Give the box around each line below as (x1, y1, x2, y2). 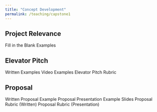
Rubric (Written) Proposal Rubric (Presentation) (5, 101, 100, 107)
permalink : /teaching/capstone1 (5, 12, 70, 16)
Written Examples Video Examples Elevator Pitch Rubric (5, 69, 117, 75)
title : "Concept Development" (5, 7, 67, 12)
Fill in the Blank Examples (5, 42, 56, 48)
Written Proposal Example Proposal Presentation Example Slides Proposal (5, 96, 153, 102)
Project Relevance (5, 30, 62, 38)
